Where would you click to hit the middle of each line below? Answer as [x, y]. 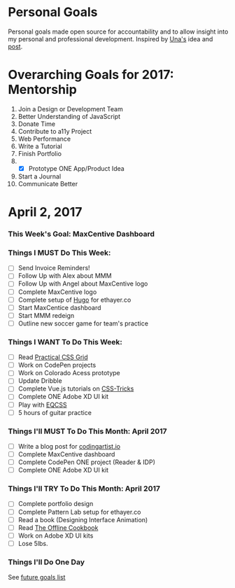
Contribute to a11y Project [55, 131]
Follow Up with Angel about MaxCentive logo [83, 283]
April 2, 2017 [45, 212]
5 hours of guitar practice [55, 412]
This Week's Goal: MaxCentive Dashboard [81, 234]
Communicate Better [48, 183]
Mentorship [43, 90]
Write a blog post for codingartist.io [69, 446]
